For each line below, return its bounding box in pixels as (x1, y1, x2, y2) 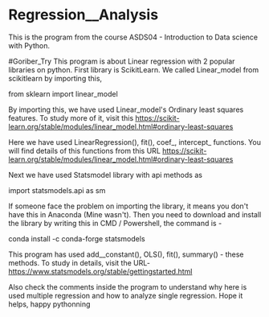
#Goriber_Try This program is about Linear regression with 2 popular (8, 56, 235, 66)
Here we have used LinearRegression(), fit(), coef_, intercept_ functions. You (8, 137, 261, 146)
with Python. (8, 40, 51, 50)
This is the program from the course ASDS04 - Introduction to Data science (8, 32, 259, 42)
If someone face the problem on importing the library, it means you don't (8, 201, 249, 211)
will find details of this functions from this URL (8, 146, 161, 155)
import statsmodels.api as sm (8, 185, 106, 195)
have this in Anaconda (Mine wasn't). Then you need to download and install (8, 209, 262, 219)
